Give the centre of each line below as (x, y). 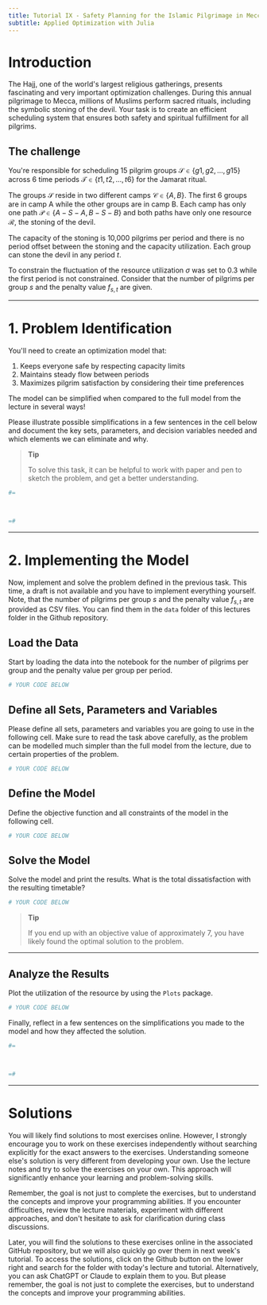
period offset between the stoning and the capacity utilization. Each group (130, 246)
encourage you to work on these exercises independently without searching (133, 1144)
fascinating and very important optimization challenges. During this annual (130, 93)
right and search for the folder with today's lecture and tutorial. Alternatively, (133, 1267)
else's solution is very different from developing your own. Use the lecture (130, 1160)
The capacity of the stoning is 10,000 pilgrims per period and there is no (126, 238)
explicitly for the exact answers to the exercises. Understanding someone (128, 1152)
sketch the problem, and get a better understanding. (113, 478)
